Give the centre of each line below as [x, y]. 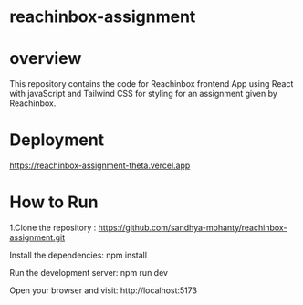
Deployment [57, 140]
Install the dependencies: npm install [78, 255]
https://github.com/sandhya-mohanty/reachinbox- [193, 227]
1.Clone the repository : [53, 227]
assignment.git [37, 237]
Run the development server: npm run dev [89, 273]
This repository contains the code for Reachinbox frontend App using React [151, 84]
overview [46, 59]
